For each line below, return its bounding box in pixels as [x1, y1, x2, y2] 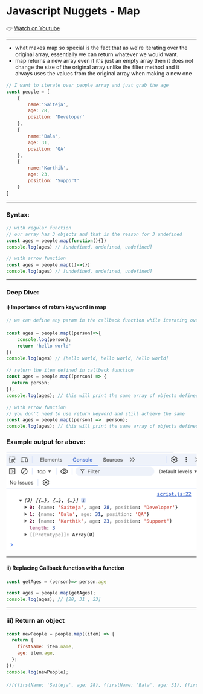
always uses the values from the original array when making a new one [14, 69, 192, 77]
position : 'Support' [28, 178, 80, 184]
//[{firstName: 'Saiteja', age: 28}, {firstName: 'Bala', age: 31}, [6, 682, 182, 688]
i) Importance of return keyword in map [6, 303, 107, 310]
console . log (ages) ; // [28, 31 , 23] [6, 596, 101, 603]
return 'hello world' [17, 343, 71, 349]
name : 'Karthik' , [28, 165, 69, 171]
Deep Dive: [6, 288, 39, 297]
